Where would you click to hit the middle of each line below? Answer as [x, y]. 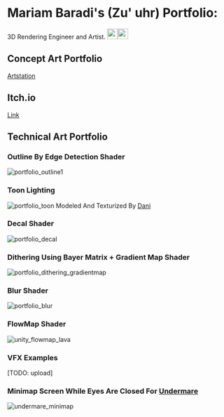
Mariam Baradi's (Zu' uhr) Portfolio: [113, 13]
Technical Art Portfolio [58, 137]
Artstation [22, 76]
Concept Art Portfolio [55, 59]
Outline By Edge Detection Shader [66, 157]
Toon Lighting [31, 190]
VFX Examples [33, 357]
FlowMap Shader [37, 324]
